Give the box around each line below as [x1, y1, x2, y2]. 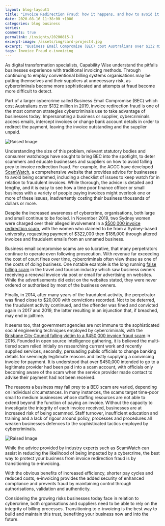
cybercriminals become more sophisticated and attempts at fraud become [5, 83, 155, 89]
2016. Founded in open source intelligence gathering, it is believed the [5, 338, 147, 343]
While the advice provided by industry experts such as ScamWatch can [5, 445, 149, 451]
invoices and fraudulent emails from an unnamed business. [5, 236, 125, 242]
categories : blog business [5, 21, 60, 26]
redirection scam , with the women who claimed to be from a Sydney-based [5, 225, 157, 231]
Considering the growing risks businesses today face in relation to [5, 495, 139, 501]
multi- [148, 338, 160, 343]
